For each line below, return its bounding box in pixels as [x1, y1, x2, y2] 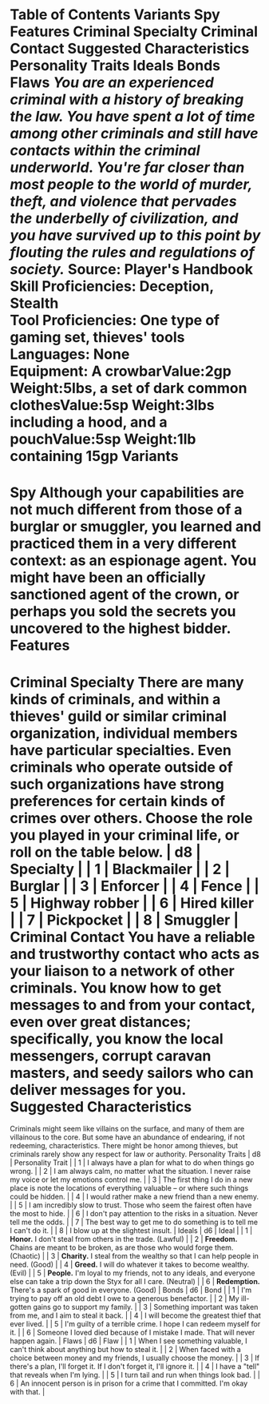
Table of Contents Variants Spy [10, 6, 221, 24]
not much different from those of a [10, 501, 243, 519]
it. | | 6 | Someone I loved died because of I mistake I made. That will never [10, 1328, 255, 1338]
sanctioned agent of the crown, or [10, 586, 239, 604]
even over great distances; [10, 1012, 192, 1031]
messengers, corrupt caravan [10, 1047, 212, 1064]
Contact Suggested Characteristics [10, 40, 250, 58]
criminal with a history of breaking [10, 90, 244, 109]
